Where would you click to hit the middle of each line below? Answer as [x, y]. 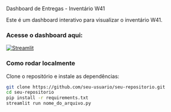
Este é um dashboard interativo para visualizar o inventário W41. [84, 20]
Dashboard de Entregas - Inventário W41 [56, 9]
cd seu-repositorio [30, 93]
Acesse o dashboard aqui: [44, 35]
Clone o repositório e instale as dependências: [63, 76]
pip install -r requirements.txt [47, 98]
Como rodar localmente [41, 63]
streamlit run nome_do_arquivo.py [49, 103]
